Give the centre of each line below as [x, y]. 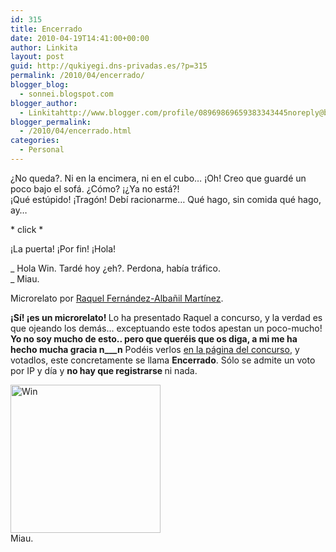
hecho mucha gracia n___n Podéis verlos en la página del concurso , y [155, 349]
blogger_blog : [40, 85]
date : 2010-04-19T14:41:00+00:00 [80, 38]
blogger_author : [44, 103]
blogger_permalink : [51, 122]
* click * [27, 229]
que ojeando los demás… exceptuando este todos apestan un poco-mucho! [166, 328]
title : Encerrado [46, 29]
